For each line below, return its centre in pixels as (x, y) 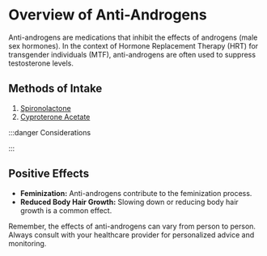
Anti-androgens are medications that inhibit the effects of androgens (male (133, 37)
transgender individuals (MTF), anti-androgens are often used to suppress (132, 54)
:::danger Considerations (50, 132)
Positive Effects (49, 174)
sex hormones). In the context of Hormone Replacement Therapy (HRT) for (133, 45)
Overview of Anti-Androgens (108, 15)
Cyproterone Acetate (55, 117)
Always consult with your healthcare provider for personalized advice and (131, 235)
